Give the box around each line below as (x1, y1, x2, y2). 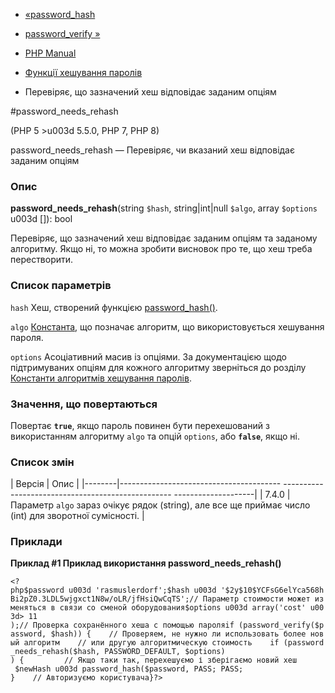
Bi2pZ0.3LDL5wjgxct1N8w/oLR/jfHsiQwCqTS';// (10, 594, 199, 604)
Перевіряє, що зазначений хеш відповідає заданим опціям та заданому (10, 232, 318, 244)
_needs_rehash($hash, (10, 647, 101, 657)
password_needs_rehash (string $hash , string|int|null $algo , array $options (10, 202, 318, 214)
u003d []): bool (10, 213, 73, 225)
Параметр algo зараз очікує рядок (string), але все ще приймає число (10, 499, 311, 511)
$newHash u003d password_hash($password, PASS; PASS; (14, 664, 244, 674)
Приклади (10, 535, 63, 549)
